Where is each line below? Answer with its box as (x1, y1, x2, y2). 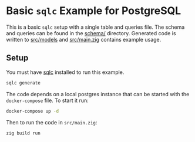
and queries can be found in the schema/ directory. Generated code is (6, 29, 176, 36)
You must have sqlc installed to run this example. (6, 69, 125, 76)
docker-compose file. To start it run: (6, 97, 89, 104)
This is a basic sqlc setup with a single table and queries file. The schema (6, 23, 185, 31)
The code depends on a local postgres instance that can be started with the (6, 90, 190, 97)
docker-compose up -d (6, 108, 59, 114)
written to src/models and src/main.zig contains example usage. (6, 36, 162, 43)
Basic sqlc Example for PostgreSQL (6, 4, 181, 18)
